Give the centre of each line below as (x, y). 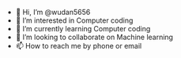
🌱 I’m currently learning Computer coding (83, 29)
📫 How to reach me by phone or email (79, 46)
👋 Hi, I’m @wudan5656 (53, 12)
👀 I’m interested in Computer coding (74, 20)
